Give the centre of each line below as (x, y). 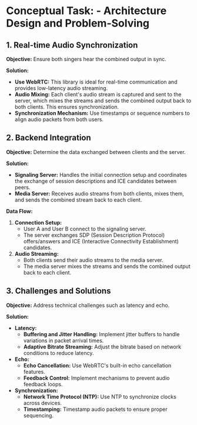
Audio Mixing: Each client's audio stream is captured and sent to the (98, 94)
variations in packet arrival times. (64, 340)
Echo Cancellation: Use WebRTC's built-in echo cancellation (97, 365)
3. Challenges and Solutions (59, 291)
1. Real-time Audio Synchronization (72, 45)
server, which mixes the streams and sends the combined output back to (103, 101)
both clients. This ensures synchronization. (67, 107)
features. (34, 372)
